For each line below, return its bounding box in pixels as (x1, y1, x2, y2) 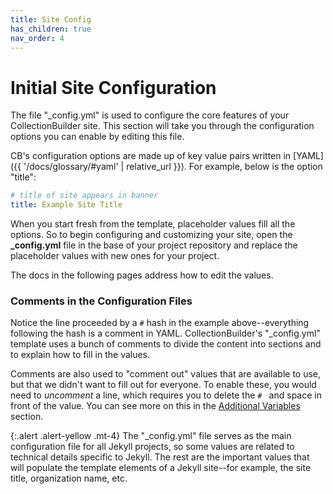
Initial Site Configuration (10, 76, 217, 99)
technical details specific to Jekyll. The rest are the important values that (10, 451, 310, 463)
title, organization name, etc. (10, 472, 128, 485)
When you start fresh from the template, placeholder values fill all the (10, 218, 296, 230)
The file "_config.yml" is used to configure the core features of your (10, 109, 290, 121)
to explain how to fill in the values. (10, 349, 151, 361)
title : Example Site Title (10, 200, 123, 210)
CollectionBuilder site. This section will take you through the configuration (10, 120, 315, 132)
